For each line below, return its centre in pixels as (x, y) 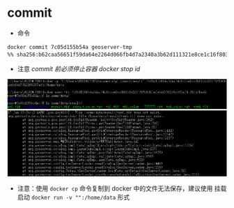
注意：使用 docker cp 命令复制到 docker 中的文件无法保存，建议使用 (115, 188)
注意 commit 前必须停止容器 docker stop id (79, 68)
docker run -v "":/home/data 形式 (80, 197)
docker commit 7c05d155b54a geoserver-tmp (70, 47)
